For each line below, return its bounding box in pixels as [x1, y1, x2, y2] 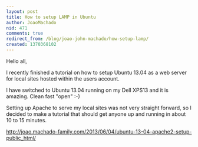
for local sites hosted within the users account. [6, 75, 120, 82]
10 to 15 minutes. [6, 116, 47, 123]
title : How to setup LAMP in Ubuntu [6, 14, 96, 20]
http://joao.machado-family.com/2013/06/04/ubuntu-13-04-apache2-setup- [6, 128, 192, 135]
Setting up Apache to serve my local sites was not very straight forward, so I [6, 104, 192, 111]
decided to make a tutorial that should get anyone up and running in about [6, 110, 186, 118]
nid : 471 [6, 25, 28, 31]
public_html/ [6, 134, 37, 141]
